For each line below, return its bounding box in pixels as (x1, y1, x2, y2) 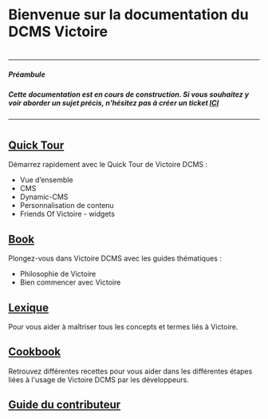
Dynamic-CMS (19, 192, 69, 202)
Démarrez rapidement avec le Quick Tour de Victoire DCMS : (8, 160, 208, 170)
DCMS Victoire (8, 22, 108, 41)
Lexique (8, 301, 49, 314)
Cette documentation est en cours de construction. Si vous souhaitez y (8, 90, 250, 99)
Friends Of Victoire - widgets (19, 209, 116, 219)
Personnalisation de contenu (19, 201, 114, 210)
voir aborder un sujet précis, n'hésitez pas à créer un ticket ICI (8, 98, 219, 108)
